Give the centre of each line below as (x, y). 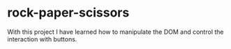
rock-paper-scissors (68, 13)
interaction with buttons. (42, 39)
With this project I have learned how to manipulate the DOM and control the (115, 32)
